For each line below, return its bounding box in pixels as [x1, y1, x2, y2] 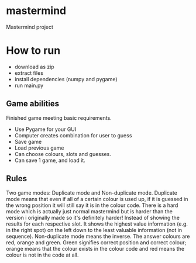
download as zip [14, 63, 54, 70]
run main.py [14, 82, 44, 89]
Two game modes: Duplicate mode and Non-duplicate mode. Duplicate [6, 189, 177, 196]
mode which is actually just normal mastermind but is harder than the [6, 207, 173, 214]
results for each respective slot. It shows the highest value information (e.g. [6, 220, 188, 227]
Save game [14, 138, 42, 145]
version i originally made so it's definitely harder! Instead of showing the [6, 214, 180, 221]
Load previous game [14, 144, 64, 151]
